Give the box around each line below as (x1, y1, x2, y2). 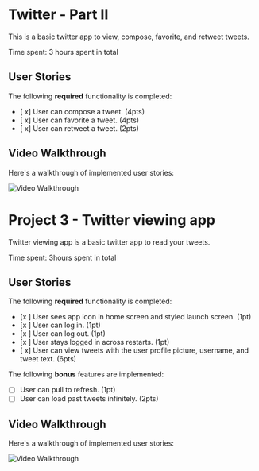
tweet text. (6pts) (19, 354, 77, 364)
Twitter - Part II (8, 6, 109, 24)
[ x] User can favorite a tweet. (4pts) (19, 115, 140, 125)
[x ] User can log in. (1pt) (19, 320, 101, 330)
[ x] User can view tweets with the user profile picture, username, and (19, 346, 249, 355)
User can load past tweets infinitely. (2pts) (19, 394, 159, 403)
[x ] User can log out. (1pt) (19, 329, 106, 338)
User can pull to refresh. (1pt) (19, 385, 116, 395)
